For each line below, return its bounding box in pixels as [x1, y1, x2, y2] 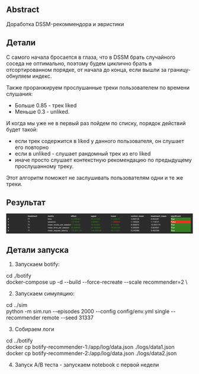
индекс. [32, 72, 52, 80]
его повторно [14, 144, 49, 151]
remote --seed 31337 [41, 314, 94, 321]
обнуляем [6, 72, 31, 80]
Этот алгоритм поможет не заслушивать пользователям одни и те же [6, 174, 184, 181]
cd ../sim [6, 302, 28, 309]
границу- [168, 66, 191, 73]
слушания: [6, 90, 33, 97]
